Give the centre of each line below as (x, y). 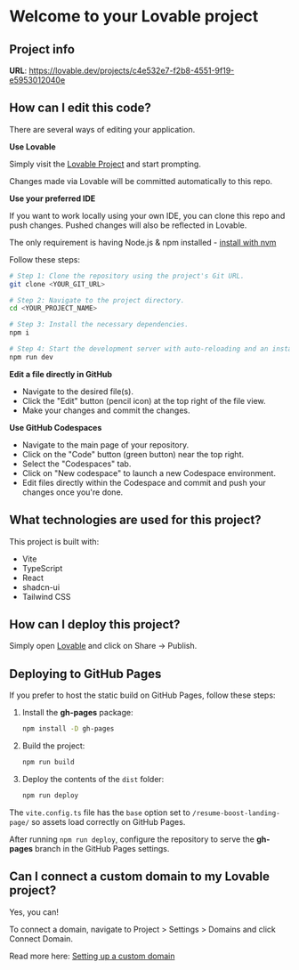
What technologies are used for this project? (135, 520)
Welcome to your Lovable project (134, 16)
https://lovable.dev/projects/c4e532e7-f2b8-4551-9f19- (132, 70)
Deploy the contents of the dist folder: (93, 779)
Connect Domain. (41, 938)
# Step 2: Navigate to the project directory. (97, 300)
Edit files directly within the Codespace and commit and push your (144, 482)
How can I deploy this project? (95, 625)
